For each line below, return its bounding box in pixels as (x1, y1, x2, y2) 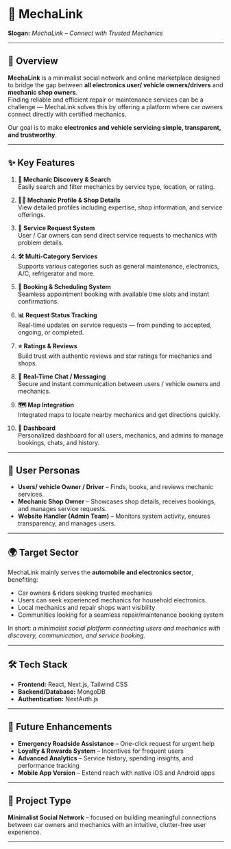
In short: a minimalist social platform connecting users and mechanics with (8, 624, 221, 633)
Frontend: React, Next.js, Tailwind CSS (17, 680, 128, 688)
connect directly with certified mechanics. (8, 110, 127, 118)
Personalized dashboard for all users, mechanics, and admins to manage (17, 431, 223, 439)
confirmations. (17, 297, 59, 305)
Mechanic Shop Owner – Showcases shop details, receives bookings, (17, 497, 217, 506)
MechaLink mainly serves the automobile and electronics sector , (8, 568, 194, 576)
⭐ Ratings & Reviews (17, 341, 77, 350)
